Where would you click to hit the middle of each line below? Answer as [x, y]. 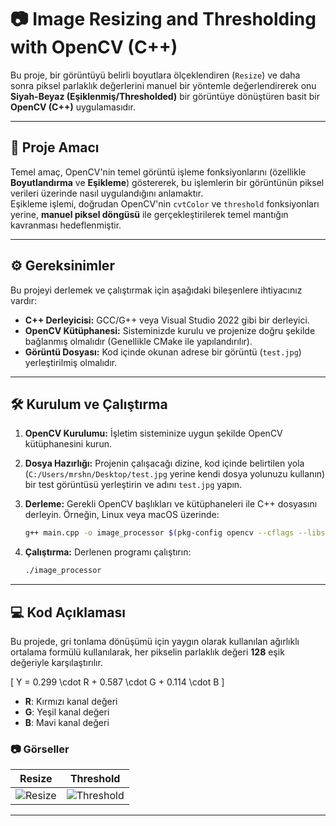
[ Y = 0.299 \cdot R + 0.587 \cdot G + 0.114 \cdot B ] [117, 682]
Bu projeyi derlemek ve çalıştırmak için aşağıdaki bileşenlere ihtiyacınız [156, 290]
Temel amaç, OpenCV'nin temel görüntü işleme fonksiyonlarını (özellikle [158, 172]
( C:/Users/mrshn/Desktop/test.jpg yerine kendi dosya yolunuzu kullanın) [175, 474]
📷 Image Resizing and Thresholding [163, 19]
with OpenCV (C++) [94, 47]
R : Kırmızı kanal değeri [71, 701]
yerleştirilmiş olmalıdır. [71, 362]
